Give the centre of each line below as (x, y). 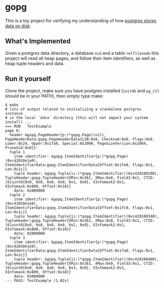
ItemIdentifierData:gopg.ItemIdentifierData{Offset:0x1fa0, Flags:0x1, (80, 251)
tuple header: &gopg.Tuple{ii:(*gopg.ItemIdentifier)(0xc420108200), (87, 173)
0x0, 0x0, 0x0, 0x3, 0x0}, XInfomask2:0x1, (81, 268)
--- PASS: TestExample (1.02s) (37, 281)
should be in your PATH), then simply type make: (55, 96)
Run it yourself (28, 79)
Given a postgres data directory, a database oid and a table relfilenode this (82, 53)
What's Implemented (38, 41)
